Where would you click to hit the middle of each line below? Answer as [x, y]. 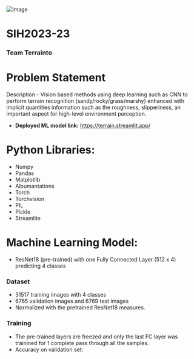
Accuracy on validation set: [49, 349]
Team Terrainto [29, 53]
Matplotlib [28, 179]
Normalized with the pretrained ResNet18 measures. [80, 308]
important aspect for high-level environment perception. [76, 114]
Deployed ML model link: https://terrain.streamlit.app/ [83, 126]
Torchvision [29, 199]
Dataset [18, 282]
